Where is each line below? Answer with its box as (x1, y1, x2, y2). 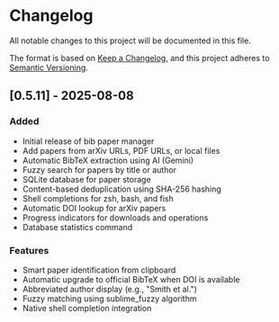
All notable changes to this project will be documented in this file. (9, 35, 252, 46)
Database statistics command (22, 221, 133, 232)
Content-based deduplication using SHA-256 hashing (22, 183, 222, 194)
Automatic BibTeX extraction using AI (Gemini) (22, 155, 194, 165)
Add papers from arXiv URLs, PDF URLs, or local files (22, 145, 220, 156)
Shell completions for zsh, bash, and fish (22, 192, 174, 203)
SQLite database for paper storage (22, 174, 151, 184)
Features (9, 244, 49, 256)
